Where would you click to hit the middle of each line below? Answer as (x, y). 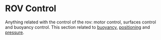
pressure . (15, 32)
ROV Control (31, 9)
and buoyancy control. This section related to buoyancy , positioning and (78, 27)
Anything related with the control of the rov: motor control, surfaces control (80, 22)
